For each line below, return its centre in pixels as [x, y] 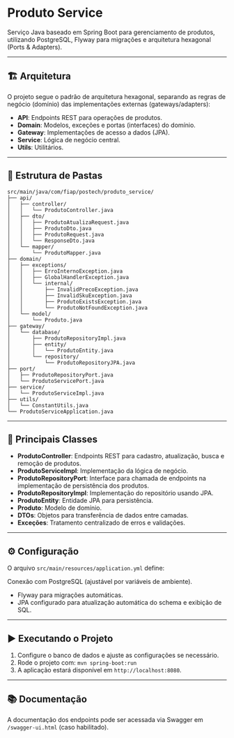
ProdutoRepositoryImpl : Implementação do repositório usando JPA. [115, 493]
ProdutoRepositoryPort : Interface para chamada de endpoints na [112, 479]
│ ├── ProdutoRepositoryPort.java [60, 375]
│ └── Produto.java [45, 320]
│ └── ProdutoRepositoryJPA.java [71, 363]
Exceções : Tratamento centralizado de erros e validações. [101, 523]
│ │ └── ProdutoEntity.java [60, 350]
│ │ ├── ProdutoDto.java [49, 228]
